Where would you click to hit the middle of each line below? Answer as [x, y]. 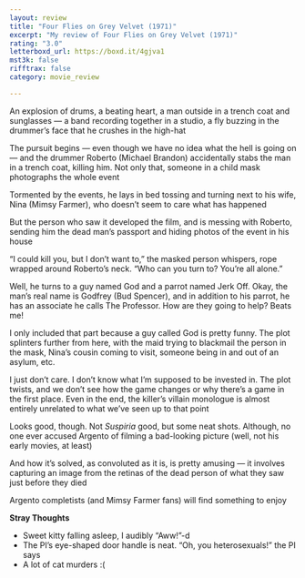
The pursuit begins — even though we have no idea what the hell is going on [153, 147]
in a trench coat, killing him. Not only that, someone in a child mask [135, 167]
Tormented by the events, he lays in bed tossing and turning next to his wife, [153, 194]
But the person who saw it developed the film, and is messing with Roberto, [151, 222]
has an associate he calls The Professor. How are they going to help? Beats [151, 305]
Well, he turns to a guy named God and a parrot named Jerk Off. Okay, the [149, 286]
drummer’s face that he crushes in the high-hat [98, 130]
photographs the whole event [65, 177]
